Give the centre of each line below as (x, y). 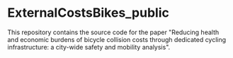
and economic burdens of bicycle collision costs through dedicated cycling (117, 39)
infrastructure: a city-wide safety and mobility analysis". (89, 47)
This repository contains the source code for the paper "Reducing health (113, 32)
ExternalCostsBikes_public (89, 13)
